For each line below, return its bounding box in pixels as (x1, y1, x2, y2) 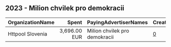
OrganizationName (8, 18, 55, 25)
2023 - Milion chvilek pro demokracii (5, 4, 125, 12)
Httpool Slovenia (8, 30, 47, 37)
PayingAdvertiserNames (87, 18, 148, 25)
